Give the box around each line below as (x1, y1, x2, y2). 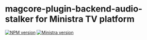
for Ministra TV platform (35, 13, 135, 25)
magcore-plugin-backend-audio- (5, 3, 143, 14)
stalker (5, 13, 34, 25)
